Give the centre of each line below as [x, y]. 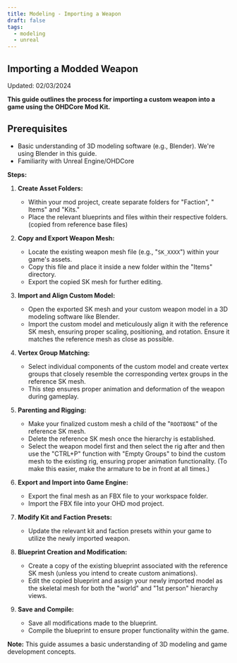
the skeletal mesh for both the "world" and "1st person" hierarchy [123, 588]
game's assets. [50, 259]
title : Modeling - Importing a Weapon [64, 14]
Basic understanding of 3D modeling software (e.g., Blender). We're [116, 146]
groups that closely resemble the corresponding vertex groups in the [128, 374]
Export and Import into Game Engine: [73, 482]
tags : [15, 27]
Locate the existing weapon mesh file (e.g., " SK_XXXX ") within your [123, 252]
